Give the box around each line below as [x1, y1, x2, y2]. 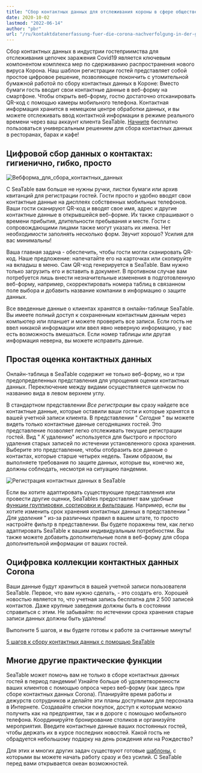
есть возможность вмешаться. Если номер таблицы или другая [6, 330, 171, 337]
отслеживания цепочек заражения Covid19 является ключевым [6, 54, 171, 61]
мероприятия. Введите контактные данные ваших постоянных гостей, [6, 722, 188, 730]
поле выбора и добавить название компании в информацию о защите [6, 287, 186, 294]
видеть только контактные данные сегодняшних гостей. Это [6, 420, 162, 428]
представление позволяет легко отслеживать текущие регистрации [6, 427, 182, 434]
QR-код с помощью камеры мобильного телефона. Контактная [6, 99, 169, 106]
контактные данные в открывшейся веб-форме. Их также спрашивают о [6, 211, 194, 218]
